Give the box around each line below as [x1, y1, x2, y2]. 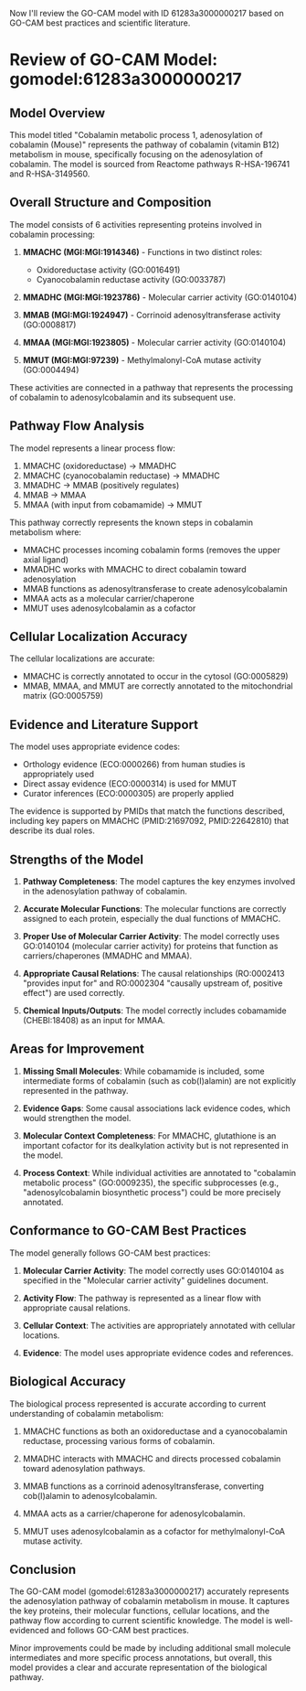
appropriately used [22, 768, 94, 780]
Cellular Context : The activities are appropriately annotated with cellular [22, 1320, 296, 1331]
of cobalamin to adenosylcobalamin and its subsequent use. [9, 391, 236, 402]
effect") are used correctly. [22, 988, 125, 999]
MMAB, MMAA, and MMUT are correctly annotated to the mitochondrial [22, 680, 294, 691]
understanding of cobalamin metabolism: [9, 1407, 164, 1418]
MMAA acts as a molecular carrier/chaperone [22, 593, 195, 604]
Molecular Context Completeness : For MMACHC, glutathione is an [22, 1129, 277, 1141]
